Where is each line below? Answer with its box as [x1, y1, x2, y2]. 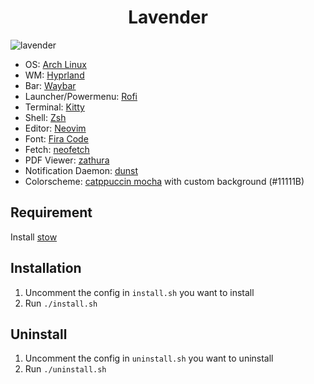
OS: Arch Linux [24, 58, 87, 70]
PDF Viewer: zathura [24, 154, 110, 166]
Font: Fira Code [24, 132, 89, 145]
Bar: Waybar [24, 79, 77, 91]
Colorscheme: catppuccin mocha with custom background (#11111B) [24, 175, 305, 187]
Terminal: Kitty [24, 101, 85, 113]
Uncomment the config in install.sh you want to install [24, 286, 255, 298]
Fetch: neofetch [24, 143, 90, 155]
